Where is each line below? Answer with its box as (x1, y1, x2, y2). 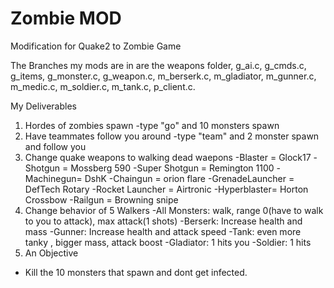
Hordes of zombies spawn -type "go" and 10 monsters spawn (24, 119, 280, 131)
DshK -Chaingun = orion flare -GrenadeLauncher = (84, 172, 295, 184)
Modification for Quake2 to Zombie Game (10, 40, 182, 52)
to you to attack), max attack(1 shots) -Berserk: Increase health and (24, 215, 303, 227)
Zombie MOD (10, 7, 122, 30)
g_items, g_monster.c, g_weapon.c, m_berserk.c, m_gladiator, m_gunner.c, (10, 70, 317, 82)
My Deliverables (10, 100, 77, 112)
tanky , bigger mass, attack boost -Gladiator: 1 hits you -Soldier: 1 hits (24, 236, 312, 248)
